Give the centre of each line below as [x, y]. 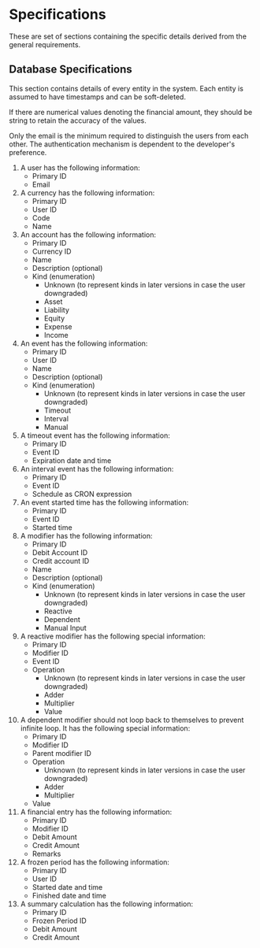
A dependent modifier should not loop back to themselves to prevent [132, 720]
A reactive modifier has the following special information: [113, 636]
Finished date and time [69, 895]
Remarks [46, 854]
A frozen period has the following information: [95, 862]
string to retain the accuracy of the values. [78, 120]
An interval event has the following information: [97, 468]
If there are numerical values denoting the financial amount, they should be [131, 112]
